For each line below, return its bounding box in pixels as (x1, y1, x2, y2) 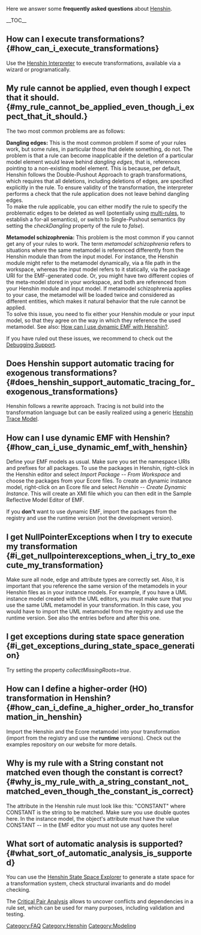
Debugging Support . (6, 341, 57, 348)
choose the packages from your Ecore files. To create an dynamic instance (6, 477, 192, 484)
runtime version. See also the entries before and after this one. (6, 614, 161, 621)
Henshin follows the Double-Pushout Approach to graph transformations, (6, 171, 187, 178)
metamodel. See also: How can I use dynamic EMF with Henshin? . (6, 323, 170, 330)
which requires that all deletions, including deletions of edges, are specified (6, 177, 193, 184)
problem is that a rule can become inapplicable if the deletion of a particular (6, 151, 194, 159)
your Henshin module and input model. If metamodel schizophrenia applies (6, 285, 192, 292)
